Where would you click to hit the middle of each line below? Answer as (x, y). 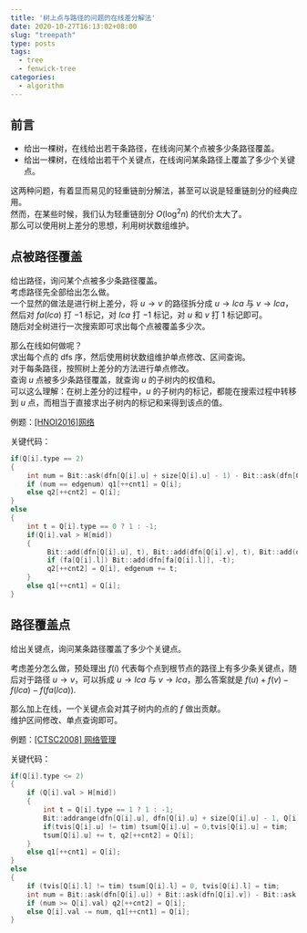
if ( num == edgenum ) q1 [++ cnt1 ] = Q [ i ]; (104, 484)
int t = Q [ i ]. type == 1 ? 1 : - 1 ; (108, 810)
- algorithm (41, 86)
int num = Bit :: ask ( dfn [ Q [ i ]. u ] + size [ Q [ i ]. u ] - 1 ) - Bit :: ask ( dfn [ (162, 475)
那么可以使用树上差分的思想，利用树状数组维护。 (102, 225)
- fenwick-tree (47, 69)
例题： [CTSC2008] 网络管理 (63, 739)
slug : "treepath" (43, 35)
